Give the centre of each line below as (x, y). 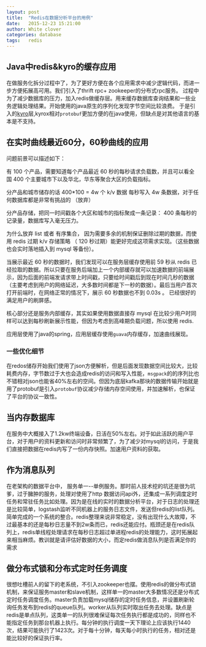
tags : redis (25, 40)
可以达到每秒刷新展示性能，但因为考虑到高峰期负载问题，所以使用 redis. (103, 321)
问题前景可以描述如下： (36, 158)
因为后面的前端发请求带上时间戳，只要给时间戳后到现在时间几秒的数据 (105, 277)
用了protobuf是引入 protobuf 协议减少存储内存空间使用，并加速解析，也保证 (101, 389)
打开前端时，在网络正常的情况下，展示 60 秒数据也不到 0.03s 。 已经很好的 (101, 293)
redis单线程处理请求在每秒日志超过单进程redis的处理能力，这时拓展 (108, 532)
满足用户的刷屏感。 (31, 300)
